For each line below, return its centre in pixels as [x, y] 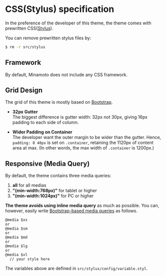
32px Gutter [25, 112]
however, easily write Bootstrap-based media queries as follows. [71, 211]
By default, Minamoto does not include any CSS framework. [66, 74]
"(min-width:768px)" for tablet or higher [55, 191]
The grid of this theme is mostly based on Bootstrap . [59, 102]
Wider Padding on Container [42, 132]
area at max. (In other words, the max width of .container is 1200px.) [83, 148]
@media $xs [16, 220]
